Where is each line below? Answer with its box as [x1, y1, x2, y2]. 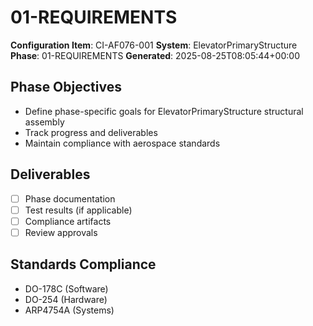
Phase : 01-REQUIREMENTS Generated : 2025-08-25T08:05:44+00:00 [10, 49, 300, 61]
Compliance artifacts [24, 215, 112, 227]
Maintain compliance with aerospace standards [24, 137, 221, 149]
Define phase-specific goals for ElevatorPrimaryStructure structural [24, 105, 304, 117]
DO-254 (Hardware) [24, 293, 108, 305]
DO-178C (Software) [24, 282, 109, 295]
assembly [24, 116, 65, 128]
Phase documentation [24, 192, 116, 205]
